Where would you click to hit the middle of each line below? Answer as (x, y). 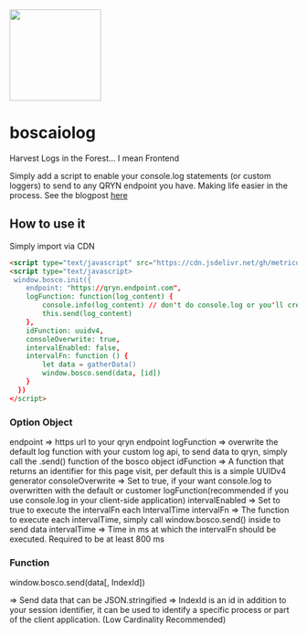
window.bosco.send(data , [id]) (102, 374)
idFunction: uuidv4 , (65, 331)
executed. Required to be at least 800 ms (87, 539)
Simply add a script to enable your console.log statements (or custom (140, 175)
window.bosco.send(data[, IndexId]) (78, 583)
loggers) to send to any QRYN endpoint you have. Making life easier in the (148, 185)
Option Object (41, 422)
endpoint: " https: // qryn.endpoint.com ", (104, 288)
